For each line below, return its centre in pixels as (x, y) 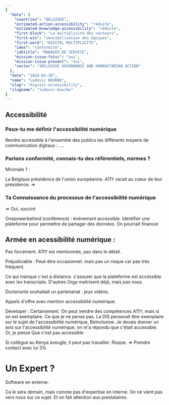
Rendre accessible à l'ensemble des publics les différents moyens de (77, 140)
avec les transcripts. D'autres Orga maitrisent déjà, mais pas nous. (74, 282)
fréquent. (15, 267)
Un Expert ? (30, 368)
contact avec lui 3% (26, 348)
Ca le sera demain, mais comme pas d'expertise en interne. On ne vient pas (84, 392)
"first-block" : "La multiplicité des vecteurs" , (66, 33)
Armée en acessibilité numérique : (60, 240)
